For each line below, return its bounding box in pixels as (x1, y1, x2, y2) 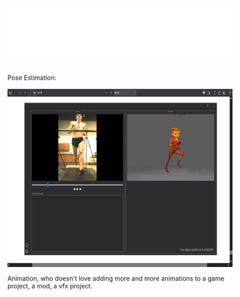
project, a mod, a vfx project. (7, 281, 93, 290)
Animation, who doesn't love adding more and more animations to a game (7, 273, 225, 283)
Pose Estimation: (7, 73, 57, 82)
